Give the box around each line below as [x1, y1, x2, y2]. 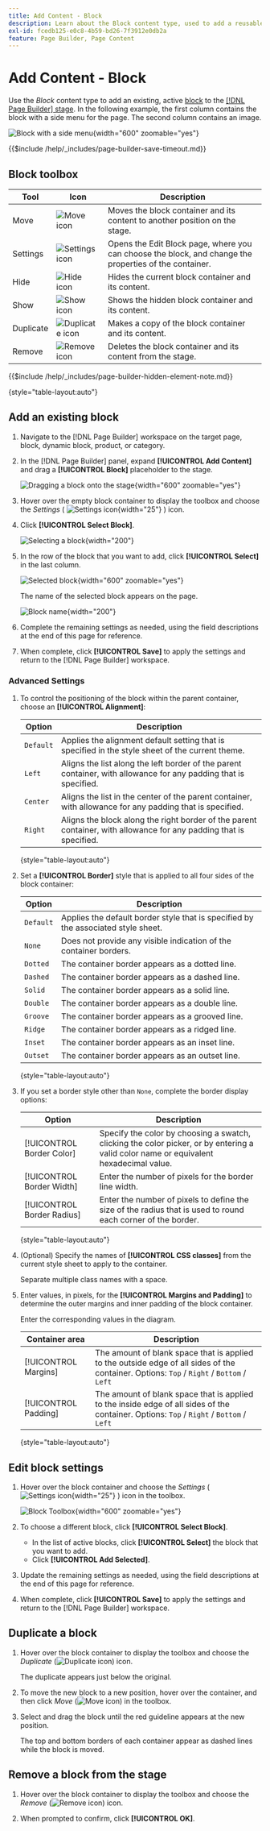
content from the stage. [108, 351, 197, 362]
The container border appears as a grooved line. [61, 1011, 243, 1022]
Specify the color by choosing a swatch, [99, 1127, 251, 1139]
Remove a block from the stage [8, 1768, 167, 1782]
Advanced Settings [8, 675, 85, 686]
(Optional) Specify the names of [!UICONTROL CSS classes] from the [19, 1251, 252, 1260]
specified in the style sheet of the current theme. [61, 745, 245, 756]
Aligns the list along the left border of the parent [61, 758, 242, 770]
